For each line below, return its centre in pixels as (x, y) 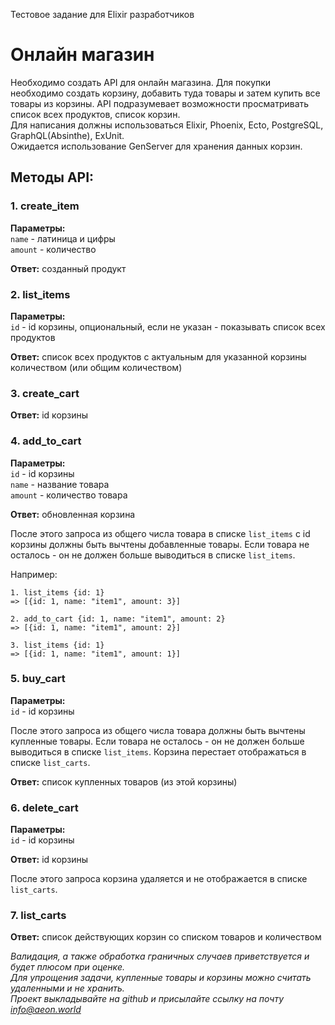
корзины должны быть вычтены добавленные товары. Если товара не (160, 544)
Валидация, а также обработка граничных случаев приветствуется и (160, 956)
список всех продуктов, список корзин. (95, 114)
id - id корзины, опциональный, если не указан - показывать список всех (168, 326)
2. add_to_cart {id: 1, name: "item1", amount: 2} (118, 619)
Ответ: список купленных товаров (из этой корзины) (124, 781)
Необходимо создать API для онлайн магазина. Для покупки (141, 82)
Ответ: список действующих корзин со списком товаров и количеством (166, 937)
